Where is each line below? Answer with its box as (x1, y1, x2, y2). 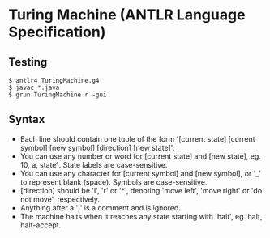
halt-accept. (19, 220, 62, 230)
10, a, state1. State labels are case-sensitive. (19, 159, 168, 169)
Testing (8, 55, 48, 69)
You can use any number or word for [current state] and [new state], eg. (19, 151, 262, 161)
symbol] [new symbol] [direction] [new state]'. (19, 142, 175, 152)
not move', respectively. (19, 194, 100, 204)
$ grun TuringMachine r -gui (8, 91, 107, 99)
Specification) (8, 23, 106, 41)
